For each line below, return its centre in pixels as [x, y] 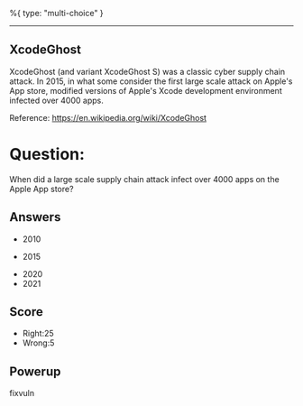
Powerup [35, 371]
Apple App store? [41, 189]
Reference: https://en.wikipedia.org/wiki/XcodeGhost [108, 117]
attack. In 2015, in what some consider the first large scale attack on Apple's [151, 81]
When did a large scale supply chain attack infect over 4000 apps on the [144, 179]
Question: [47, 154]
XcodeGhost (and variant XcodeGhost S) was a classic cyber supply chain [147, 71]
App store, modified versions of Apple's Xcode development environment [146, 90]
